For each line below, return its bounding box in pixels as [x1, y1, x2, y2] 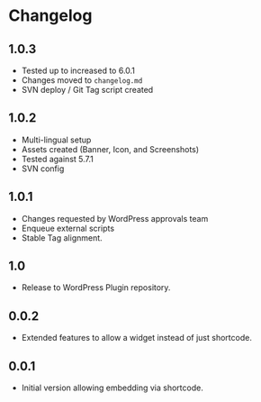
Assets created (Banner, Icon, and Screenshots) [21, 143, 200, 154]
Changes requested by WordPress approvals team [21, 213, 209, 224]
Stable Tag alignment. [21, 232, 103, 243]
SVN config [21, 163, 65, 174]
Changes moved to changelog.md [21, 75, 143, 86]
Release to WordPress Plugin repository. [21, 282, 171, 293]
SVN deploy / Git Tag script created [21, 85, 154, 95]
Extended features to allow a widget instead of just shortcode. [21, 333, 253, 343]
